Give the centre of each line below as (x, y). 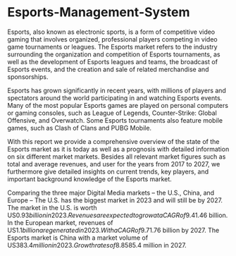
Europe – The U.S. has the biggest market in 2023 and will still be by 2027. (115, 200)
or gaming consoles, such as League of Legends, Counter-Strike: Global (112, 113)
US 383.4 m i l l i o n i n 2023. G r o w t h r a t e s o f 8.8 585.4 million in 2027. (97, 245)
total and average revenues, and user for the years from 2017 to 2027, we (114, 164)
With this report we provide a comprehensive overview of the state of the (113, 141)
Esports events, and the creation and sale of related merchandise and (108, 69)
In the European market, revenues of (60, 222)
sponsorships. (28, 77)
